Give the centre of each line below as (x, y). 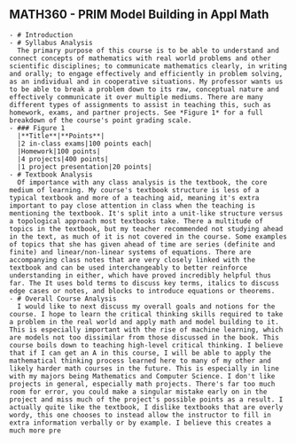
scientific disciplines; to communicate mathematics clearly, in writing (148, 66)
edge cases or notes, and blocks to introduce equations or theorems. (142, 291)
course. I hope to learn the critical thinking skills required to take (146, 314)
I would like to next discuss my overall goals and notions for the (146, 306)
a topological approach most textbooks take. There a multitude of (136, 221)
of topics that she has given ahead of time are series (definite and (142, 244)
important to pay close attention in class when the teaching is (132, 206)
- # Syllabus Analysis (51, 43)
